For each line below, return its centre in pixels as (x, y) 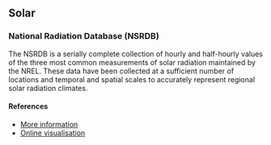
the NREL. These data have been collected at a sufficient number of (121, 71)
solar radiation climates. (48, 88)
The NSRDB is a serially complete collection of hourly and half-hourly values (135, 54)
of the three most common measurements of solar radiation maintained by (132, 62)
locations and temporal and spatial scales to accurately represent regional (132, 79)
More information (49, 124)
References (28, 106)
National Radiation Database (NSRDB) (84, 36)
